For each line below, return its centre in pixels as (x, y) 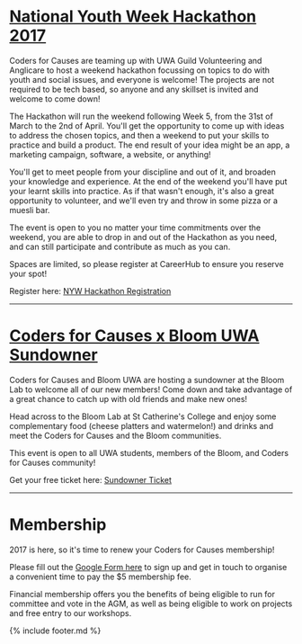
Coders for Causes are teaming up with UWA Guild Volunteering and (136, 60)
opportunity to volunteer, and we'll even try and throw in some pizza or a (144, 201)
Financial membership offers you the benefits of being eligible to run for (142, 594)
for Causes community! (53, 462)
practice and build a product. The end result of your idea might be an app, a (150, 145)
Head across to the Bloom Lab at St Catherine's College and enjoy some (143, 416)
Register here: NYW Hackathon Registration (90, 291)
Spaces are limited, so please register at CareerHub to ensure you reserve (147, 264)
